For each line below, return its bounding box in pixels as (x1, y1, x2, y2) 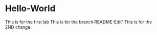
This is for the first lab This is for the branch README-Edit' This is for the (5, 19, 152, 25)
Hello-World (5, 3, 56, 14)
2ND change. (5, 24, 32, 30)
